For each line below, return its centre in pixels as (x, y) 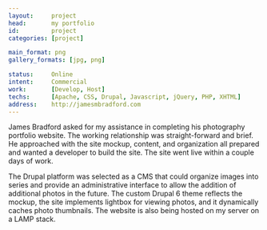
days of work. (31, 161)
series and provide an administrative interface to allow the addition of (122, 185)
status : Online (41, 75)
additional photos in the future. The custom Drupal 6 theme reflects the (126, 194)
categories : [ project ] (46, 38)
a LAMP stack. (32, 219)
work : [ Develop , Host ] (57, 89)
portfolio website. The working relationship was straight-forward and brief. (131, 135)
